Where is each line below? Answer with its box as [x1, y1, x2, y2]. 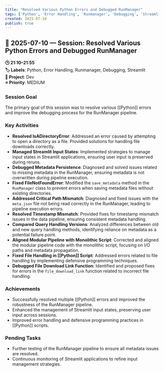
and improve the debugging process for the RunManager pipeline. [5, 110, 138, 116]
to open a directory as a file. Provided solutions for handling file [12, 138, 140, 144]
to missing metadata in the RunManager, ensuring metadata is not [12, 169, 145, 175]
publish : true [5, 21, 34, 26]
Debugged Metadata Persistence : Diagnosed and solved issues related [12, 164, 157, 170]
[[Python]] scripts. [12, 322, 49, 328]
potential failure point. [12, 231, 57, 237]
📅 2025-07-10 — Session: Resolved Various [5, 39, 141, 47]
